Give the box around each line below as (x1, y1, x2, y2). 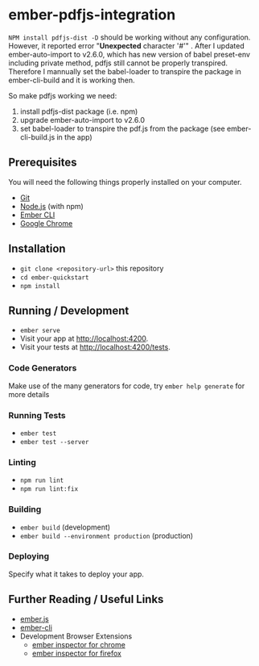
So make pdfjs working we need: (8, 90, 117, 100)
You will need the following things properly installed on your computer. (8, 177, 242, 186)
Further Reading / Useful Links (8, 593, 164, 606)
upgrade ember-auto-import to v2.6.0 (19, 115, 145, 124)
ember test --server (19, 438, 89, 446)
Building (8, 504, 42, 515)
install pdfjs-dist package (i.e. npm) (19, 107, 138, 116)
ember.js (19, 614, 50, 623)
